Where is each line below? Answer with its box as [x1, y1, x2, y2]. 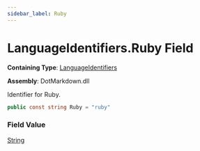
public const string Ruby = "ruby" [7, 104, 111, 111]
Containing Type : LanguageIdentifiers [7, 63, 117, 72]
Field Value [7, 120, 46, 129]
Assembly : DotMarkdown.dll [7, 77, 90, 85]
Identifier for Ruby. [7, 90, 61, 98]
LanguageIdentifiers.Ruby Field [7, 40, 194, 56]
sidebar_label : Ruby [7, 10, 68, 17]
